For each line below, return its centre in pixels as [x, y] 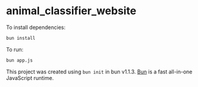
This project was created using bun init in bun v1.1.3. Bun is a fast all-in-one [99, 72]
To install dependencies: [36, 27]
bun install [21, 38]
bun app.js [20, 60]
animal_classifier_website [71, 11]
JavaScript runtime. [30, 78]
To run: [15, 49]
